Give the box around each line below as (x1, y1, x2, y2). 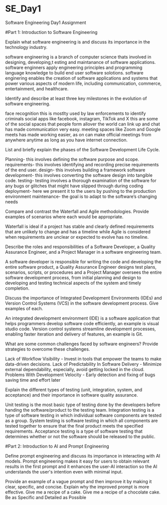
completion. (5, 285, 30, 291)
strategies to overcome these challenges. (5, 346, 90, 352)
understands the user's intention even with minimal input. (5, 469, 123, 475)
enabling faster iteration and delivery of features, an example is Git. (5, 331, 144, 337)
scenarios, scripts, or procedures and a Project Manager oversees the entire (5, 269, 162, 275)
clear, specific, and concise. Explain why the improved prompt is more (5, 484, 150, 490)
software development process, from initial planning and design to (5, 274, 141, 280)
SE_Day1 (5, 3, 41, 14)
